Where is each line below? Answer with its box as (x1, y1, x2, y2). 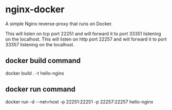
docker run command (5, 85, 75, 94)
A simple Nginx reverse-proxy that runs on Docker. (5, 21, 113, 27)
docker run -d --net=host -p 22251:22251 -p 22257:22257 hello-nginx (5, 99, 154, 105)
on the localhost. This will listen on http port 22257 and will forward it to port (5, 36, 167, 42)
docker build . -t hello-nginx (5, 70, 64, 76)
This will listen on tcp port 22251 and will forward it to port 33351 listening (5, 30, 162, 36)
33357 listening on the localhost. (5, 41, 74, 47)
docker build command (5, 57, 81, 65)
